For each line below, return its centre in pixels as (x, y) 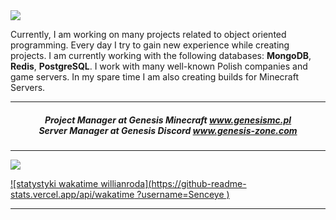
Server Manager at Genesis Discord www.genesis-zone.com (168, 130)
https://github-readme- (199, 183)
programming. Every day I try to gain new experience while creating (150, 45)
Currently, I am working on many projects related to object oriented (148, 34)
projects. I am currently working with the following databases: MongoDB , (161, 55)
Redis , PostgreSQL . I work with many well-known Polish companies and (159, 66)
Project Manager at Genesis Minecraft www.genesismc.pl (168, 120)
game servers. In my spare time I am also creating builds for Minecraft (154, 77)
